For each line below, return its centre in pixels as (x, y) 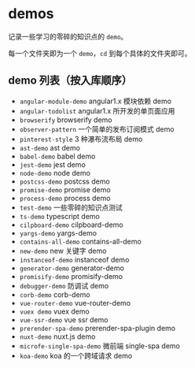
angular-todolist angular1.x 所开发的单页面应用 (97, 110)
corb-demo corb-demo (55, 294)
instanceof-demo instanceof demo (74, 259)
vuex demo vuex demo (55, 311)
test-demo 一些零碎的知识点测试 (71, 207)
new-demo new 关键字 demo (63, 251)
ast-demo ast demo (50, 147)
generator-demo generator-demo (72, 268)
